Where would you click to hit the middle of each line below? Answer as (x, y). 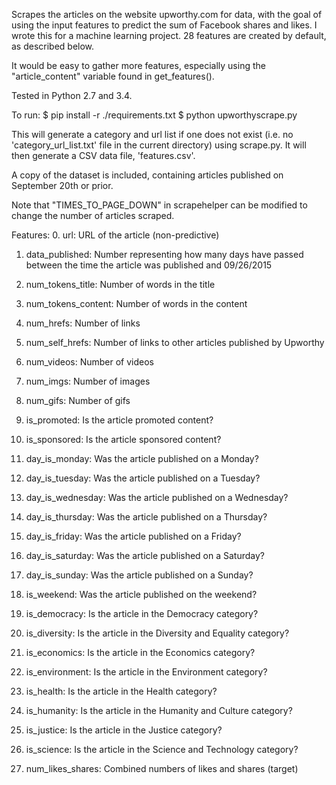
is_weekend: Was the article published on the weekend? (141, 594)
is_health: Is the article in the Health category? (121, 691)
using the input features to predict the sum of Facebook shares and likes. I (164, 25)
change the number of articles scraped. (93, 215)
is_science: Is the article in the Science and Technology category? (162, 749)
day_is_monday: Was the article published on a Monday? (142, 458)
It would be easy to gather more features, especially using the (138, 65)
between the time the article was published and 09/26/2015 (149, 265)
